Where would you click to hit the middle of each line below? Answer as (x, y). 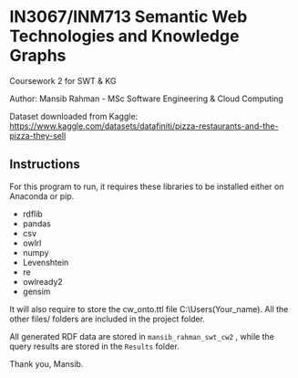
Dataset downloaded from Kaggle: (74, 116)
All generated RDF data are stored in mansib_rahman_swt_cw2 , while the (142, 336)
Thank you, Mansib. (46, 363)
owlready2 (43, 281)
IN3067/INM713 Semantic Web (128, 17)
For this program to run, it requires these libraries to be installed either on (147, 186)
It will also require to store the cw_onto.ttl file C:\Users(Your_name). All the (149, 309)
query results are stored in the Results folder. (94, 346)
